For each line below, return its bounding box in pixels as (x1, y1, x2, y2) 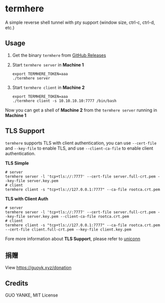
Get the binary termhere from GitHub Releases (12, 52, 106, 58)
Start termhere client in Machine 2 (12, 84, 85, 90)
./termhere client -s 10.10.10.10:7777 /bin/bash (12, 98, 117, 103)
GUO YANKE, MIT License (5, 292, 58, 298)
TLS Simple (5, 160, 29, 166)
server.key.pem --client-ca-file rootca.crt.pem (27, 214, 129, 219)
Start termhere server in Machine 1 (12, 61, 84, 67)
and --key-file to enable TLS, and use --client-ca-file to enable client (5, 145, 154, 151)
